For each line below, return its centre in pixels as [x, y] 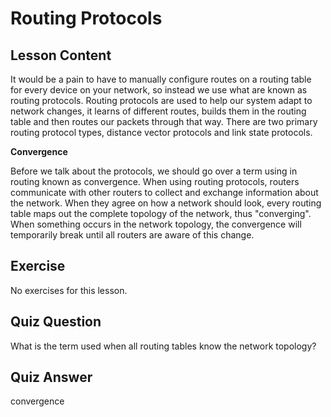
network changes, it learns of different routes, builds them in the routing [158, 111]
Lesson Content [61, 55]
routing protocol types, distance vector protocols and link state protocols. [161, 132]
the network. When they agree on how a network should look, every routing [166, 203]
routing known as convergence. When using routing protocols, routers [155, 181]
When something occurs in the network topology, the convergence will [156, 224]
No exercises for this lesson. [69, 290]
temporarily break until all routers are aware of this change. [132, 235]
